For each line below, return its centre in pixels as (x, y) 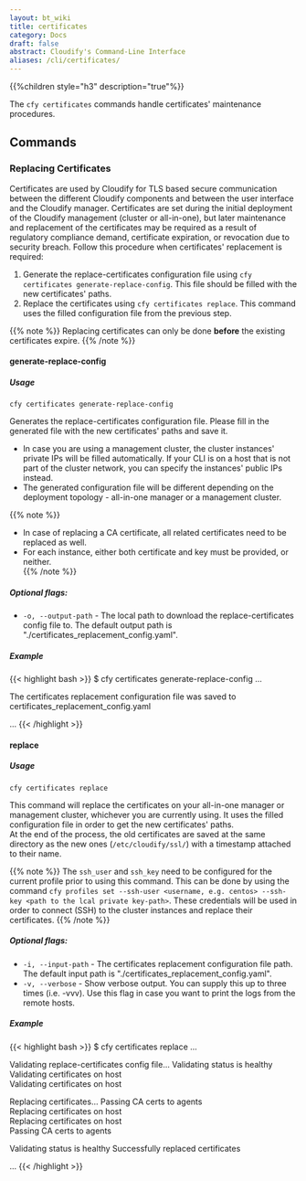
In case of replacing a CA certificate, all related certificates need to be (154, 533)
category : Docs (38, 35)
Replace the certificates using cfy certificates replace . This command (159, 303)
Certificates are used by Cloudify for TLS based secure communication (143, 188)
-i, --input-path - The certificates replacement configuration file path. (158, 963)
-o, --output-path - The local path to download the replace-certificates (158, 616)
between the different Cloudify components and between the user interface (152, 198)
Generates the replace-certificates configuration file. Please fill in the (139, 421)
